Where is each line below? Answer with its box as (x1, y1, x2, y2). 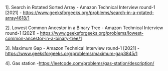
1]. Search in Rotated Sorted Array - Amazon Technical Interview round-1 (5, 5, 155, 10)
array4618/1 (5, 15, 30, 21)
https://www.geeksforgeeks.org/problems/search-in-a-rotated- (23, 10, 154, 16)
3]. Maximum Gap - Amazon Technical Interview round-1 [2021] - (5, 45, 139, 51)
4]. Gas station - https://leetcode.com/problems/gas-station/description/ (5, 60, 154, 66)
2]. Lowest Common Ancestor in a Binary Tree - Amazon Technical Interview (5, 25, 163, 31)
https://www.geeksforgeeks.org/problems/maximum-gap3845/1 (5, 50, 138, 56)
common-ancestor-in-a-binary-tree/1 (5, 35, 82, 41)
